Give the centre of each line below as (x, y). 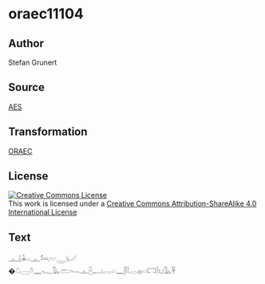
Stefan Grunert (33, 62)
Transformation (48, 132)
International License (43, 212)
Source (27, 87)
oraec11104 (46, 14)
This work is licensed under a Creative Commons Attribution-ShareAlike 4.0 (132, 203)
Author (26, 43)
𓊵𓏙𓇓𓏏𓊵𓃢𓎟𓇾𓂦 (43, 259)
